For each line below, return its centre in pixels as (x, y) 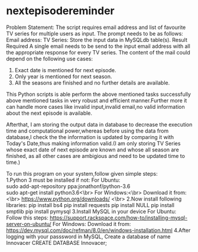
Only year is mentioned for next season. (63, 76)
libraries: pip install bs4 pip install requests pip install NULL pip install (90, 205)
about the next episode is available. (49, 113)
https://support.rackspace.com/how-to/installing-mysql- (119, 218)
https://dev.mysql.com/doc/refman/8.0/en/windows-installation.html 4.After (98, 230)
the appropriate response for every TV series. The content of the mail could (98, 52)
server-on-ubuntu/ (29, 224)
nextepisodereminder (60, 11)
